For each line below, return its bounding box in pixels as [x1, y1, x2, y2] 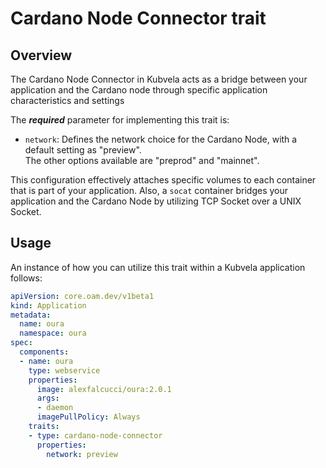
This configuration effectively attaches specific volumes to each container [10, 174, 317, 186]
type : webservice [28, 365, 101, 376]
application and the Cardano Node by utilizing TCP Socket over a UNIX [10, 195, 302, 207]
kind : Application [10, 300, 87, 311]
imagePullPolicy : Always [36, 412, 141, 422]
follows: [10, 272, 43, 284]
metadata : [10, 310, 52, 320]
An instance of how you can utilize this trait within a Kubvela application [10, 261, 306, 273]
